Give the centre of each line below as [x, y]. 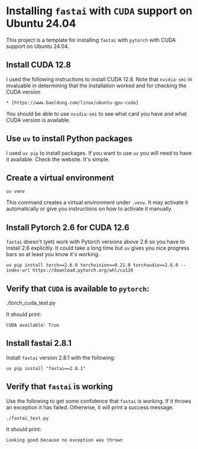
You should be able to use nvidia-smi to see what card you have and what [97, 113]
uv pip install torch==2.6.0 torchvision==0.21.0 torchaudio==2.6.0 [92, 265]
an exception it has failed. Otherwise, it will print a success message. [90, 407]
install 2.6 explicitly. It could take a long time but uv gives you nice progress [98, 248]
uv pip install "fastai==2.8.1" [46, 368]
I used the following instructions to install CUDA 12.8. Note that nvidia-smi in [99, 79]
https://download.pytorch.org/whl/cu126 [83, 270]
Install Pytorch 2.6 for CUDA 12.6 [68, 227]
